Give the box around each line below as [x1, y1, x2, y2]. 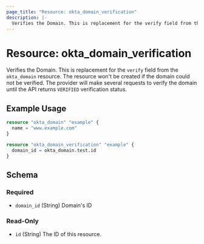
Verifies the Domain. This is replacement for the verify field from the [6, 66, 179, 73]
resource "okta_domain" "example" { [6, 120, 99, 126]
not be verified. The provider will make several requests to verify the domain [6, 80, 197, 87]
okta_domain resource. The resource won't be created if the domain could [6, 73, 190, 80]
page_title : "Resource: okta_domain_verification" [6, 8, 137, 15]
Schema [6, 169, 38, 180]
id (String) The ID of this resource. [15, 231, 102, 238]
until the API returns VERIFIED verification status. [6, 86, 127, 93]
